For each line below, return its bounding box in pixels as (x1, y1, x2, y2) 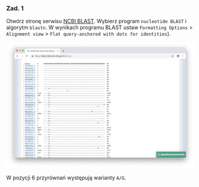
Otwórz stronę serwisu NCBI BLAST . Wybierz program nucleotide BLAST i (6, 18, 186, 25)
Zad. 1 (6, 4, 24, 12)
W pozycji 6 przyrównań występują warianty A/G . (6, 174, 126, 182)
